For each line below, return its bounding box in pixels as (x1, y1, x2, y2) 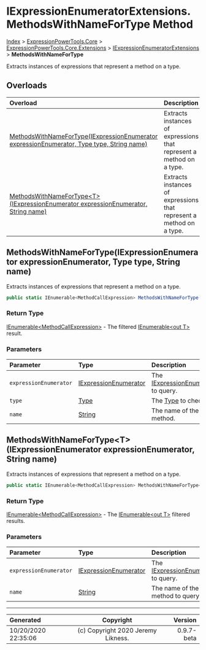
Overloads (6, 80, 47, 91)
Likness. (105, 634, 129, 643)
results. (6, 517, 26, 525)
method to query (151, 592, 200, 600)
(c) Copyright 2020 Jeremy (77, 626, 158, 635)
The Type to (151, 397, 186, 405)
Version (173, 616, 197, 624)
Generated (9, 616, 41, 624)
